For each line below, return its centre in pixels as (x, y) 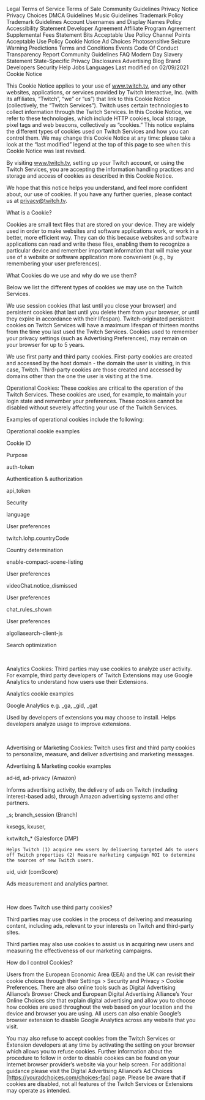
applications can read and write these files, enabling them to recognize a (98, 244)
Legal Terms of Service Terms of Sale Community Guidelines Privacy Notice (102, 9)
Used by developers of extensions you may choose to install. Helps (91, 717)
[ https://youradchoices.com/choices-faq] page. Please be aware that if (96, 1077)
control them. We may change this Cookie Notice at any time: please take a (101, 138)
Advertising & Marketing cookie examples (59, 766)
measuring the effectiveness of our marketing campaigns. (80, 950)
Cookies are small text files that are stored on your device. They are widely (101, 224)
